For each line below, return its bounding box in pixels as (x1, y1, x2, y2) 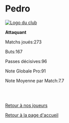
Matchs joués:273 (5, 38, 42, 45)
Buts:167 (5, 48, 23, 54)
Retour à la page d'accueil (5, 112, 59, 118)
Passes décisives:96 (5, 58, 47, 64)
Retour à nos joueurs (5, 102, 48, 108)
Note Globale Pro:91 (5, 68, 46, 74)
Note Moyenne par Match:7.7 (5, 77, 65, 83)
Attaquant (5, 29, 26, 35)
